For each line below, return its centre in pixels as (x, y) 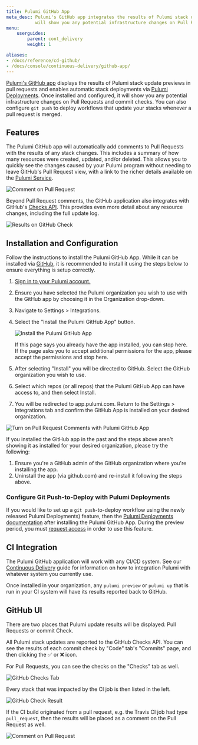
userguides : (31, 34)
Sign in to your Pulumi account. (52, 282)
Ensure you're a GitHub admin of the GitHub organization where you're (100, 463)
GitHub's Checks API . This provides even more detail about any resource (95, 207)
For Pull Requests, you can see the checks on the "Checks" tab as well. (93, 667)
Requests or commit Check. (40, 631)
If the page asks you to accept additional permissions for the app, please (103, 351)
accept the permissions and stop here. (61, 357)
